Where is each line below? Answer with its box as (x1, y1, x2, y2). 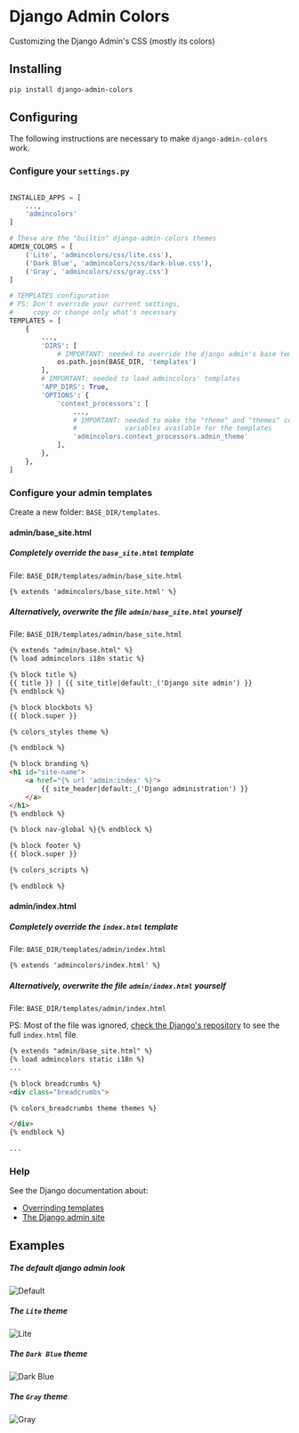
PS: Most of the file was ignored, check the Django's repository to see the (9, 1020, 280, 1030)
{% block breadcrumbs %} (9, 1079, 101, 1088)
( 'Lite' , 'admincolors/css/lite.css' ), (25, 250, 174, 259)
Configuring (9, 110, 78, 126)
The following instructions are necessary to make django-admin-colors (9, 134, 269, 144)
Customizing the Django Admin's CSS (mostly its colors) (9, 36, 215, 46)
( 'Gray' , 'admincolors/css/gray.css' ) (25, 267, 169, 276)
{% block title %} (9, 671, 77, 680)
